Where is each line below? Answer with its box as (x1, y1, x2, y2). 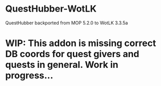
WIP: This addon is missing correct (5, 37, 156, 49)
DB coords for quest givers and (5, 49, 140, 60)
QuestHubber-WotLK (5, 3, 97, 15)
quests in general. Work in (5, 59, 119, 71)
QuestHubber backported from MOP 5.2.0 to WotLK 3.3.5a (5, 20, 128, 26)
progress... (5, 70, 53, 81)
